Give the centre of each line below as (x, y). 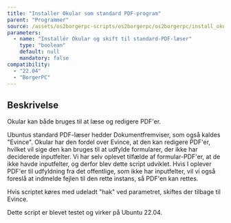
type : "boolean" (43, 45)
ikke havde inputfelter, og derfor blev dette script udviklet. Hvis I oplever (109, 164)
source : (18, 26)
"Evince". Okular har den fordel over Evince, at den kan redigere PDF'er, (109, 142)
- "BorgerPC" (32, 77)
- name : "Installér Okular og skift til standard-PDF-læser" (103, 39)
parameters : (24, 33)
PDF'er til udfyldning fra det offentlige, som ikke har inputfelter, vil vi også (111, 172)
